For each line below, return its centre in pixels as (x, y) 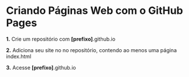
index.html (19, 56)
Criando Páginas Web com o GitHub (94, 11)
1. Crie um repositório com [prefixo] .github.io (61, 39)
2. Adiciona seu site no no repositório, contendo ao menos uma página (92, 50)
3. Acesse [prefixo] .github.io (41, 67)
